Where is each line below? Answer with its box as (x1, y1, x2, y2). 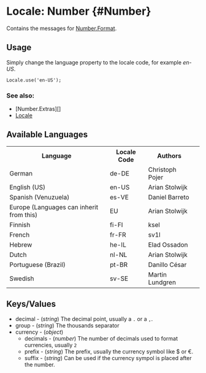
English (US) (9, 183, 46, 191)
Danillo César (148, 260, 187, 269)
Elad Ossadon (148, 240, 188, 249)
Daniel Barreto (148, 193, 189, 201)
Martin (148, 270, 167, 279)
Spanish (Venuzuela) (9, 193, 70, 201)
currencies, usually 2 (24, 341, 77, 348)
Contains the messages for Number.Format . (6, 25, 117, 32)
